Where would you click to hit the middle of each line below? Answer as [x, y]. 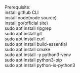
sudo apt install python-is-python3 [40, 65]
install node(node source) [31, 18]
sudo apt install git [23, 34]
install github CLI [22, 12]
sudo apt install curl [25, 39]
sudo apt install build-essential [36, 44]
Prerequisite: [18, 7]
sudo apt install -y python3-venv [38, 55]
